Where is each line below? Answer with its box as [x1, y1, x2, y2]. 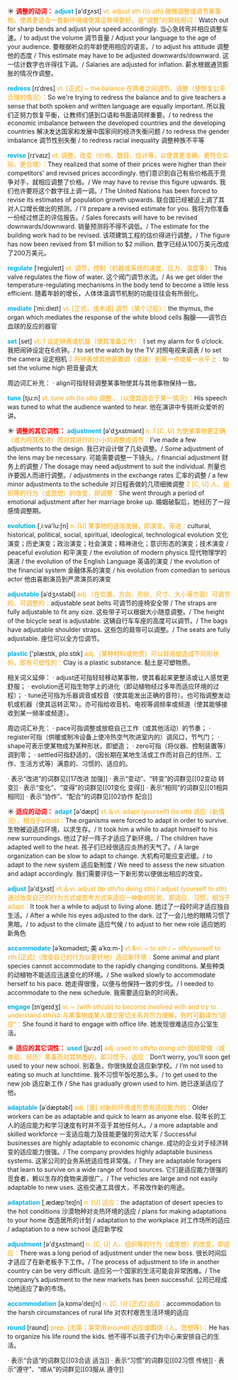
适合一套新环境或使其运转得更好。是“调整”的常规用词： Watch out [38, 16, 229, 24]
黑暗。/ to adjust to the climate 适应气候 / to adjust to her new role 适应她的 [7, 920, 227, 929]
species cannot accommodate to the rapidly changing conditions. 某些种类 [7, 962, 225, 970]
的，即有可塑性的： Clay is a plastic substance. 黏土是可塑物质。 [7, 658, 195, 667]
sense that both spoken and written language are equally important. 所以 [7, 102, 220, 110]
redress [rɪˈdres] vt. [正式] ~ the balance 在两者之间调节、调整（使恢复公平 [7, 84, 226, 92]
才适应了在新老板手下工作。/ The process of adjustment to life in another [7, 1258, 220, 1266]
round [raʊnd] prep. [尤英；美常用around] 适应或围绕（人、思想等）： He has [7, 1323, 230, 1332]
